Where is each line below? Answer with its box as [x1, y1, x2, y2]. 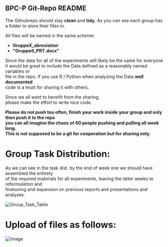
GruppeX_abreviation [12, 42, 59, 48]
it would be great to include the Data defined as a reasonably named [5, 63, 148, 69]
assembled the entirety [5, 170, 53, 176]
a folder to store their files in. [5, 23, 66, 29]
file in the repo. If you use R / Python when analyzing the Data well [5, 73, 144, 80]
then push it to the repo [5, 114, 55, 120]
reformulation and [5, 181, 42, 187]
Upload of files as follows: [5, 219, 117, 230]
